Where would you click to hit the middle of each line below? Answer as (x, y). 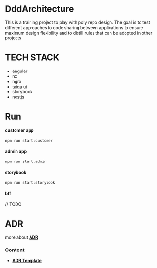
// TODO (13, 204)
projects (13, 38)
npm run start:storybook (30, 183)
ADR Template (27, 261)
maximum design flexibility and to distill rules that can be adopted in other (79, 33)
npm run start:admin (26, 161)
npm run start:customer (29, 141)
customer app (19, 130)
